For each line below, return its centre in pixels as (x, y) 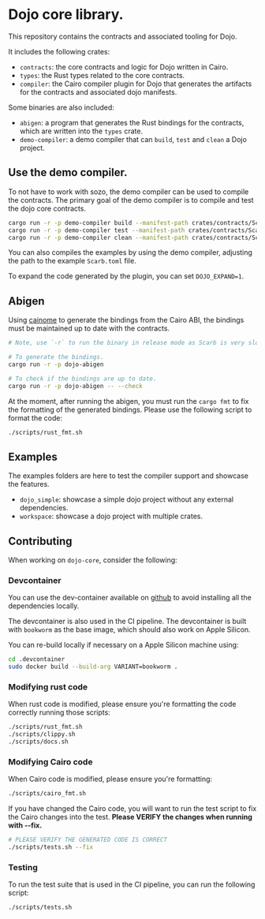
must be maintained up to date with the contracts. (89, 328)
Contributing (40, 541)
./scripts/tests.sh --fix (50, 847)
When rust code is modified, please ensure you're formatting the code (122, 704)
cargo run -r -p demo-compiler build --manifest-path (99, 222)
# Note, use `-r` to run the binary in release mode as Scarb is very (127, 343)
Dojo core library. (66, 15)
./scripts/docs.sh (38, 742)
